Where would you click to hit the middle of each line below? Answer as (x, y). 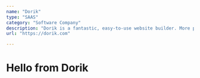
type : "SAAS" (22, 17)
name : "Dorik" (24, 12)
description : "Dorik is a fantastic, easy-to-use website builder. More (98, 28)
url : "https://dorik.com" (38, 34)
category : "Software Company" (44, 22)
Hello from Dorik (47, 68)
